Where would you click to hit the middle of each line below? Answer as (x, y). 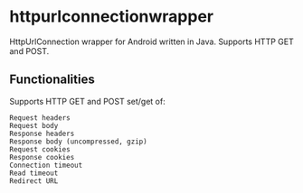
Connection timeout (46, 165)
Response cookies (42, 157)
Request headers (40, 118)
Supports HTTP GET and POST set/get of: (87, 101)
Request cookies (40, 149)
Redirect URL (34, 181)
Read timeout (34, 173)
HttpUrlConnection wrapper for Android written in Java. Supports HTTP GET (151, 41)
